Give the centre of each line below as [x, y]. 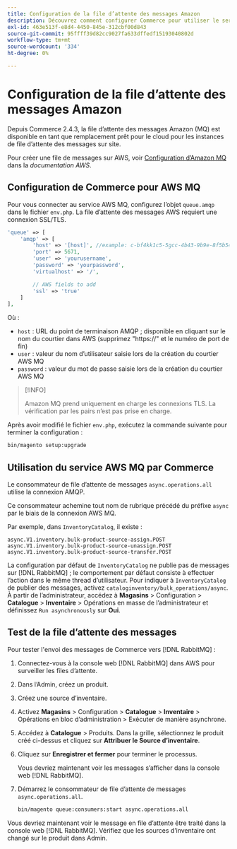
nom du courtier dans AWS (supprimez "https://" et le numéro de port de [123, 339]
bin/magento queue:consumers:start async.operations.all [103, 809]
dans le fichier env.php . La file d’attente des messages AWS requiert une [112, 212]
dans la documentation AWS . [49, 165]
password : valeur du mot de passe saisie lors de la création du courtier [120, 369]
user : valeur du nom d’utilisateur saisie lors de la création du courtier [118, 354]
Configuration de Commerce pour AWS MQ [104, 188]
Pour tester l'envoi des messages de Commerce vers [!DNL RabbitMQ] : [112, 649]
